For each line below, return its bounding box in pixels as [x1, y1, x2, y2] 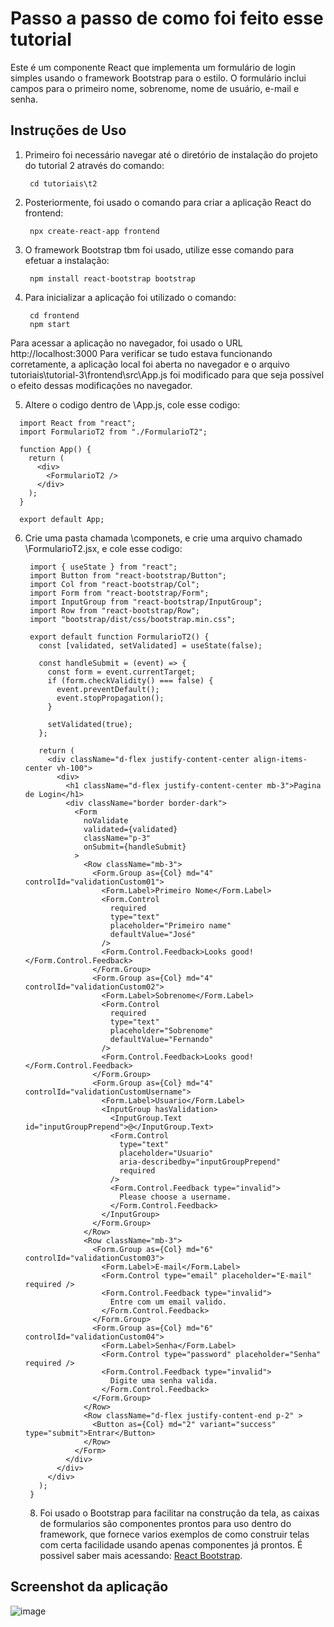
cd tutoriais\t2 [29, 178, 98, 189]
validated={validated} [83, 824, 178, 834]
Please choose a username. [119, 1192, 232, 1202]
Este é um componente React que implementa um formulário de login [10, 61, 296, 73]
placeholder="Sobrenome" [109, 1025, 214, 1036]
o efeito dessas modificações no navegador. [10, 379, 193, 391]
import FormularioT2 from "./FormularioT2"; [19, 427, 208, 437]
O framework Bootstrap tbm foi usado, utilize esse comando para [24, 243, 295, 256]
